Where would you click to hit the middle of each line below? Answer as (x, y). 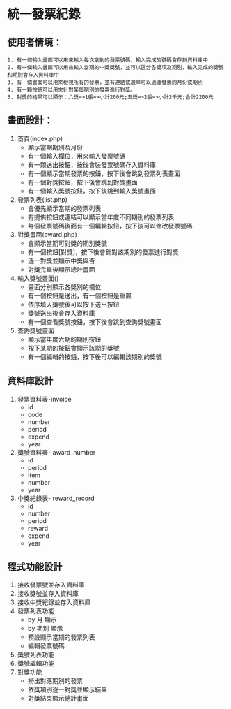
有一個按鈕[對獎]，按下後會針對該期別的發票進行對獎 (103, 251)
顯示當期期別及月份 (55, 147)
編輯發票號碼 (46, 646)
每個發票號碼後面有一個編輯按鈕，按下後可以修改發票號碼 (110, 226)
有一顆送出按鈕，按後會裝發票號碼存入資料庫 (92, 164)
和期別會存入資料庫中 (33, 75)
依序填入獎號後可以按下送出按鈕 (73, 304)
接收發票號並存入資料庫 (51, 585)
